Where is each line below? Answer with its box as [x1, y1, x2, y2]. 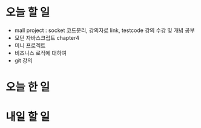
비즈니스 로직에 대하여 [14, 49, 67, 56]
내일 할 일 [5, 110, 50, 124]
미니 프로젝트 [14, 42, 46, 49]
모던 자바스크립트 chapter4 [14, 34, 80, 41]
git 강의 [14, 57, 33, 64]
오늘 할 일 [5, 5, 50, 19]
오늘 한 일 [5, 80, 50, 94]
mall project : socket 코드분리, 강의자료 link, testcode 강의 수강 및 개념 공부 [14, 27, 195, 34]
